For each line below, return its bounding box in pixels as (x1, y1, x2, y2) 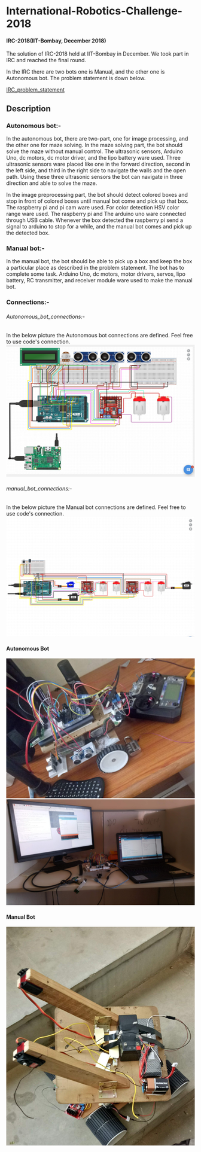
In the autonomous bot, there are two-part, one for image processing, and (6, 135, 188, 142)
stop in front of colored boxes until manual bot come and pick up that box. (6, 197, 189, 205)
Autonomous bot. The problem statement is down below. (6, 75, 146, 82)
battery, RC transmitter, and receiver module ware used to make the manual (6, 277, 193, 284)
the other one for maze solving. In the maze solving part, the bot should (6, 142, 183, 149)
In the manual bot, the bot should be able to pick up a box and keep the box (6, 258, 193, 265)
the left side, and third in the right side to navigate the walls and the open (6, 167, 187, 174)
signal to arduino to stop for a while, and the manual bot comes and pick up (6, 223, 192, 230)
